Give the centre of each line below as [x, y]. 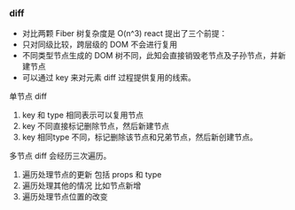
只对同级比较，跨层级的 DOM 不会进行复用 [100, 45]
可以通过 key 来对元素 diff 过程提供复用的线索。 [109, 78]
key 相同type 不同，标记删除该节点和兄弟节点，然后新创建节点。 [140, 137]
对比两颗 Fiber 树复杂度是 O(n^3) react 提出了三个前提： [124, 34]
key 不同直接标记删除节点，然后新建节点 [96, 126]
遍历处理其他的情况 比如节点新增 [82, 186]
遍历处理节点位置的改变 [65, 197]
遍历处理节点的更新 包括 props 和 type [92, 175]
